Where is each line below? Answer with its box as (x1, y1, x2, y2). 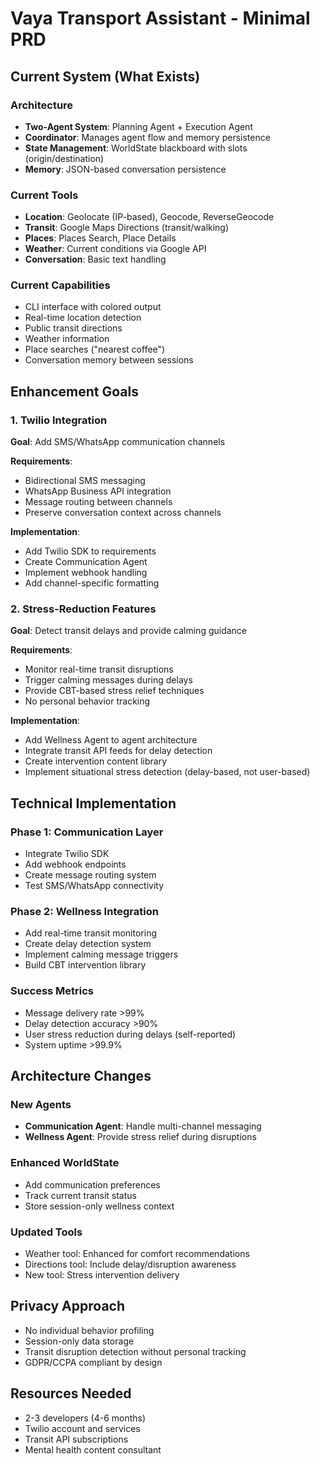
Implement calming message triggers (24, 948, 179, 961)
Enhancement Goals (10, 383, 139, 400)
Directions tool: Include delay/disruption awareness (24, 1258, 237, 1271)
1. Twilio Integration (10, 413, 108, 427)
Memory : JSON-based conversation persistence (24, 163, 227, 175)
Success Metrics (10, 984, 95, 998)
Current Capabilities (10, 278, 111, 292)
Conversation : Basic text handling (24, 253, 167, 266)
